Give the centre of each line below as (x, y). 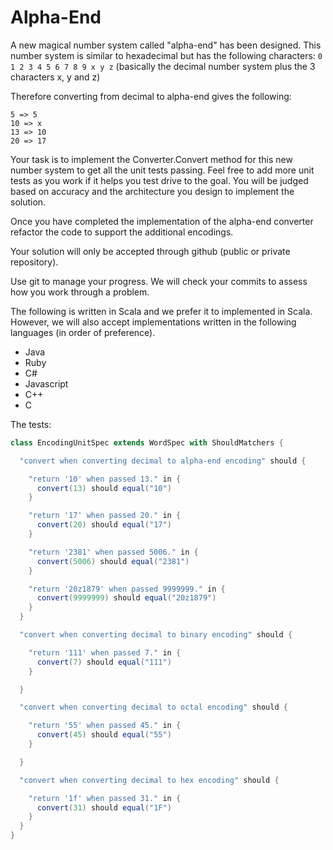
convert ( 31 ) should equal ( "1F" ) (104, 807)
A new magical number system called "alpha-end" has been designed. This (166, 45)
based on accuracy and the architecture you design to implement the (152, 191)
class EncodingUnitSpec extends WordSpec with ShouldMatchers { (147, 442)
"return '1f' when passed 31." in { (105, 798)
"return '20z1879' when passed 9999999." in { (127, 589)
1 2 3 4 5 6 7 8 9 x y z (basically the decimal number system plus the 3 (163, 66)
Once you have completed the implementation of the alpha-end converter (162, 221)
